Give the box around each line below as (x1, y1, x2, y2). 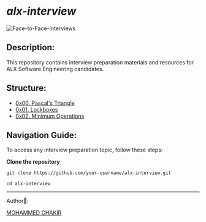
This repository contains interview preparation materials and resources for (6, 58, 194, 66)
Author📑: (6, 197, 29, 205)
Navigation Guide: (6, 130, 77, 140)
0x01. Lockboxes (15, 105, 58, 113)
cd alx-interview (6, 181, 51, 187)
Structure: (6, 83, 47, 93)
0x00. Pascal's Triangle (15, 99, 75, 107)
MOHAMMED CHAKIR (6, 209, 62, 216)
